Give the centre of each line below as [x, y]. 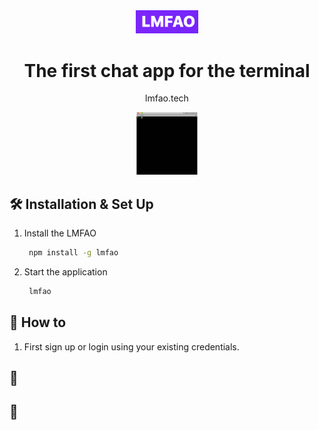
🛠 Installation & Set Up [81, 204]
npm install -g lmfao [73, 253]
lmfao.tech [167, 98]
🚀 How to [38, 322]
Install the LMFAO [60, 233]
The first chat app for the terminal [167, 70]
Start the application [65, 271]
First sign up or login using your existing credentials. [131, 346]
